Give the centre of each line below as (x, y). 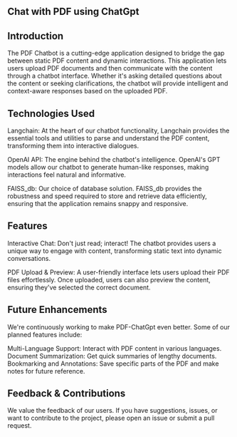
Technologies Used (51, 113)
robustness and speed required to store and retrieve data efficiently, (107, 196)
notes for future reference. (46, 371)
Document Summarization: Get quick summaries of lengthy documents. (112, 356)
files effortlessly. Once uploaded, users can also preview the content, (109, 279)
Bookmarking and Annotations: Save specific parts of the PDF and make (113, 364)
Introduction (36, 36)
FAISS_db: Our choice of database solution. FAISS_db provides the (105, 189)
